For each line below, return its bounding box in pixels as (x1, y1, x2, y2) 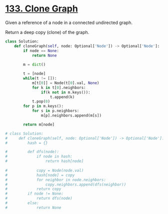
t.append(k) (49, 94, 75, 99)
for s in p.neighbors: (31, 108, 79, 113)
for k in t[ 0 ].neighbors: (31, 85, 86, 90)
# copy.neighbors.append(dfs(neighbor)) (5, 182, 126, 187)
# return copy (5, 186, 61, 191)
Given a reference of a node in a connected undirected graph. (5, 19, 132, 25)
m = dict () (23, 62, 46, 67)
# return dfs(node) (5, 196, 72, 201)
